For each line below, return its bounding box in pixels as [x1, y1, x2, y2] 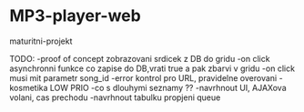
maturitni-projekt [9, 36, 73, 46]
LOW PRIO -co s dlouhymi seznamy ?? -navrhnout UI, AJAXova [49, 82, 287, 93]
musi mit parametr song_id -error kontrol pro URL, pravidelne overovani [9, 72, 278, 83]
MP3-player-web [9, 5, 141, 26]
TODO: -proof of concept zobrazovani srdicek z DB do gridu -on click [9, 53, 270, 64]
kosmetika [9, 82, 48, 93]
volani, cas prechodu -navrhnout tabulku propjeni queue [9, 92, 221, 103]
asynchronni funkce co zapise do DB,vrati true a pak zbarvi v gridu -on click [9, 63, 296, 74]
